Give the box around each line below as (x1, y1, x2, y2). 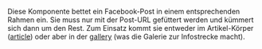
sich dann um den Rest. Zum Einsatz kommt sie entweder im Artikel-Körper (7, 24, 254, 32)
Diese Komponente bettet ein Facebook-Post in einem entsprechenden (7, 7, 240, 16)
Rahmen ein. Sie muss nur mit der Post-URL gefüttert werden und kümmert (7, 15, 254, 24)
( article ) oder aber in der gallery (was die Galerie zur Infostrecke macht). (7, 32, 245, 41)
